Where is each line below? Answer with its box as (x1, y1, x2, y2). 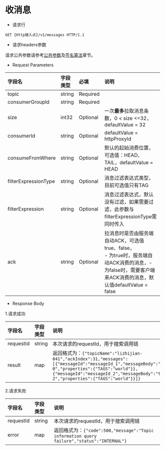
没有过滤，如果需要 (104, 198, 149, 205)
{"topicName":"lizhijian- (82, 350, 142, 356)
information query (54, 433, 97, 439)
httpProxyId (104, 135, 132, 142)
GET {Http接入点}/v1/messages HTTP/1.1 (5, 32, 84, 37)
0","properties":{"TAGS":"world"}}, (52, 366, 138, 371)
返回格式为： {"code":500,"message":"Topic (54, 426, 154, 433)
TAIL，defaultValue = (104, 159, 153, 166)
